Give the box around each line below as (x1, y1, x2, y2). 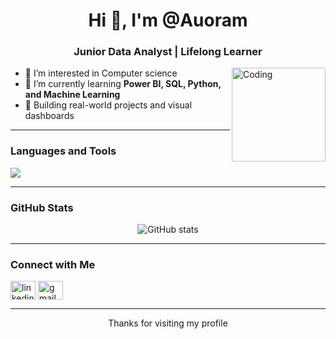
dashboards (24, 110, 75, 122)
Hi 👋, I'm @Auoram (88, 9, 248, 32)
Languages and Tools (10, 144, 117, 158)
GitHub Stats (10, 200, 74, 214)
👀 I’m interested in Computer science (24, 67, 178, 79)
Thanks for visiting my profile (108, 317, 228, 329)
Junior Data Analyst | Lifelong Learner (73, 45, 263, 59)
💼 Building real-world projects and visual (24, 99, 193, 111)
